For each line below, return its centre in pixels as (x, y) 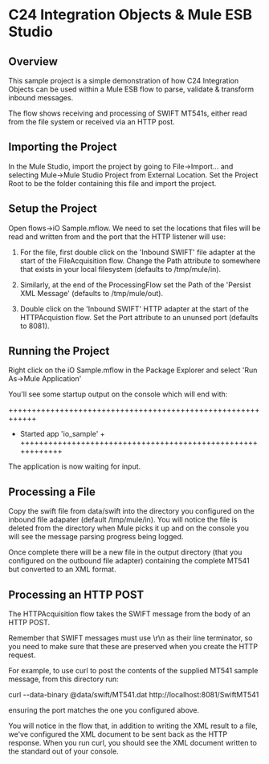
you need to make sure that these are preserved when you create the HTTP (133, 647)
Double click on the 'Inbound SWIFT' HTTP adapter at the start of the (134, 309)
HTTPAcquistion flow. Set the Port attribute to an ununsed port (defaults (139, 317)
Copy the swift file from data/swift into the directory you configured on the (131, 511)
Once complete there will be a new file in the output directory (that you (125, 552)
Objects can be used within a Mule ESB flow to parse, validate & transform (131, 89)
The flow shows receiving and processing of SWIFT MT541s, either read (128, 113)
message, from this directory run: (63, 679)
